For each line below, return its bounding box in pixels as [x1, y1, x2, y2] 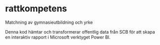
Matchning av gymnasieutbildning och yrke [5, 19, 93, 25]
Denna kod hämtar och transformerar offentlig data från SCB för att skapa [5, 29, 156, 35]
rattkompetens [5, 3, 67, 14]
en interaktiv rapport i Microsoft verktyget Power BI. [5, 34, 111, 40]
